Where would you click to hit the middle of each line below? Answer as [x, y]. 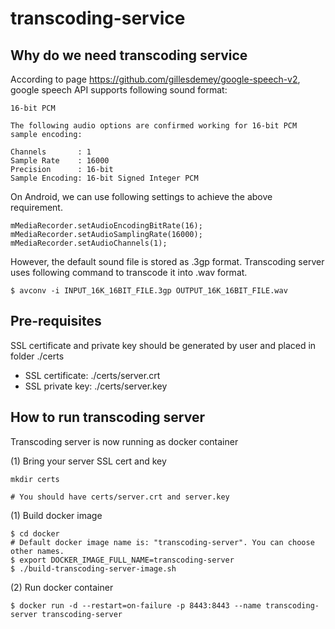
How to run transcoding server [108, 417]
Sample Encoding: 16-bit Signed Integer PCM [104, 178]
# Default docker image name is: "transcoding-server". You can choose [162, 542]
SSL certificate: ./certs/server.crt [92, 375]
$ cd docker [35, 533]
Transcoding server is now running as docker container [124, 441]
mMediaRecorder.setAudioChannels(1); [89, 243]
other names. [37, 551]
